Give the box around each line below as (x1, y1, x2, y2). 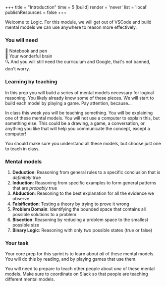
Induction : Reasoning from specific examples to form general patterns (12, 179, 157, 185)
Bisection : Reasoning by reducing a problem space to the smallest (12, 217, 149, 223)
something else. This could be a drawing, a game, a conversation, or (5, 120, 145, 126)
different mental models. (5, 276, 55, 282)
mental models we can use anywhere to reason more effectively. (5, 24, 137, 30)
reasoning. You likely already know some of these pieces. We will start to (5, 95, 154, 101)
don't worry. (5, 66, 30, 72)
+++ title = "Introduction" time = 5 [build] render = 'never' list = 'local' (5, 4, 148, 10)
